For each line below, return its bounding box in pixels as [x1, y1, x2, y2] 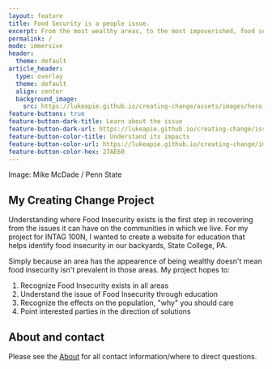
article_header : [8, 65, 63, 73]
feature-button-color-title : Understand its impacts [8, 132, 190, 140]
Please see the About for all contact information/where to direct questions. [8, 352, 257, 361]
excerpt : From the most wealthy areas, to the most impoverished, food [8, 27, 255, 35]
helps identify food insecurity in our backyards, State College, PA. [8, 241, 228, 251]
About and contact [8, 330, 105, 344]
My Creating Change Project [8, 193, 155, 207]
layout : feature [8, 11, 63, 20]
